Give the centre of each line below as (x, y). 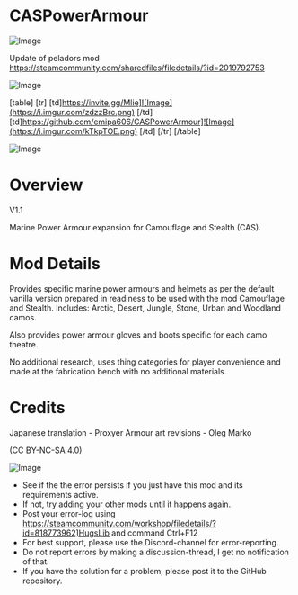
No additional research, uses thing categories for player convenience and (145, 362)
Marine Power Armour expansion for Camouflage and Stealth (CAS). (136, 227)
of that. (35, 561)
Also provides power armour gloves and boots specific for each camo (138, 335)
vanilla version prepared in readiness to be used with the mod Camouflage (147, 298)
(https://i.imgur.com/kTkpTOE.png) (74, 131)
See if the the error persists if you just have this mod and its (133, 485)
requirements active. (60, 494)
